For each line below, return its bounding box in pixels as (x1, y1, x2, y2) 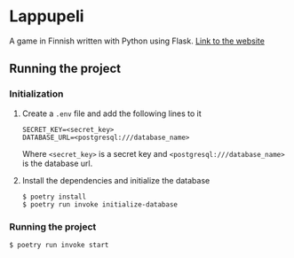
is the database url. (21, 158, 93, 168)
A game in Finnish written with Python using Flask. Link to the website (9, 35, 265, 46)
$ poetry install (21, 192, 87, 201)
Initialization (9, 88, 64, 100)
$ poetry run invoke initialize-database (21, 199, 178, 209)
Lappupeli (9, 6, 84, 27)
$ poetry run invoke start (9, 240, 109, 249)
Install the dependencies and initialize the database (21, 175, 211, 185)
